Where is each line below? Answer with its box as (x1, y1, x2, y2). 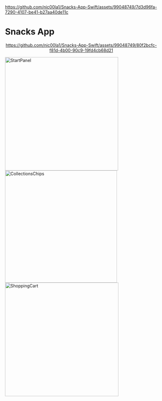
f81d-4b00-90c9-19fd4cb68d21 (49, 47, 114, 53)
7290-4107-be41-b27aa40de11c (5, 9, 69, 15)
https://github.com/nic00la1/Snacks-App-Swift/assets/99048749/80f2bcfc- (5, 42, 157, 48)
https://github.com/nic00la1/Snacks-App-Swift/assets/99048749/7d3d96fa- (5, 4, 157, 10)
